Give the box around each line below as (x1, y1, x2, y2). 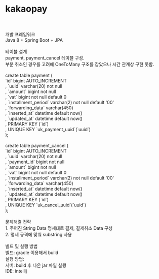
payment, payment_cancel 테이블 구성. (5, 54, 85, 61)
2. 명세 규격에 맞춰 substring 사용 (5, 231, 72, 237)
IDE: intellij (5, 268, 27, 274)
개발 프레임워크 (5, 31, 35, 37)
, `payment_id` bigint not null (5, 159, 65, 165)
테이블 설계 (5, 48, 27, 54)
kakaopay (5, 3, 48, 15)
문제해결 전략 (5, 219, 31, 225)
